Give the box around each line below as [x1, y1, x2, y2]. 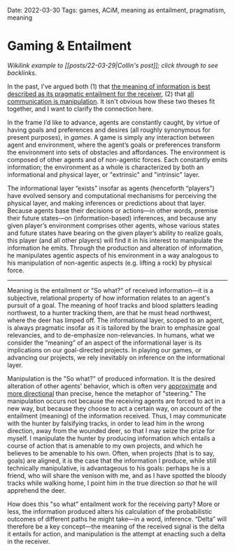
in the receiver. [7, 537, 50, 545]
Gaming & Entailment [7, 38, 131, 54]
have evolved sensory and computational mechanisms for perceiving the [7, 191, 217, 199]
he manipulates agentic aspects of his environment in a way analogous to [7, 251, 219, 259]
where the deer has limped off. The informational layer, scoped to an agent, [7, 316, 225, 324]
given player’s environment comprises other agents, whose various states [7, 221, 220, 230]
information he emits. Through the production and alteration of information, [7, 244, 224, 252]
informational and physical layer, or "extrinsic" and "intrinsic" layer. [7, 170, 200, 178]
